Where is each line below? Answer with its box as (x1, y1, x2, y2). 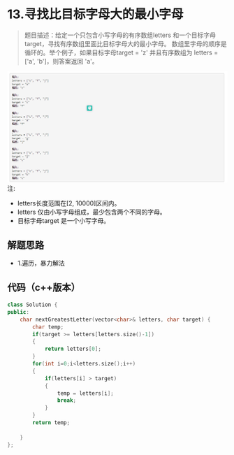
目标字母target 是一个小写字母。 (17, 217, 110, 225)
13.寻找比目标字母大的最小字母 (7, 6, 184, 22)
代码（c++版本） (7, 281, 80, 294)
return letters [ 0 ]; (44, 345, 101, 353)
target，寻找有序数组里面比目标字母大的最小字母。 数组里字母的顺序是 (24, 39, 227, 48)
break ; (57, 397, 77, 404)
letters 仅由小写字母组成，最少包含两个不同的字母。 (17, 208, 166, 217)
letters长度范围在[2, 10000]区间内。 (17, 199, 121, 208)
